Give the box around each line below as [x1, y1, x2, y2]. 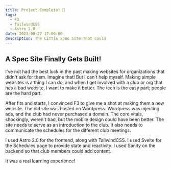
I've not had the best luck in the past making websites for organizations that [5, 68, 165, 75]
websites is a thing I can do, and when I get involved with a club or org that [5, 79, 163, 85]
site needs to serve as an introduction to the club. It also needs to [5, 122, 143, 128]
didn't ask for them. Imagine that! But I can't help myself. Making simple [5, 74, 156, 80]
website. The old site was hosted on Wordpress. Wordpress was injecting [5, 105, 160, 111]
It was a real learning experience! [5, 158, 76, 164]
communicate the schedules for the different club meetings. [5, 127, 131, 133]
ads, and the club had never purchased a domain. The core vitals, [5, 111, 143, 117]
